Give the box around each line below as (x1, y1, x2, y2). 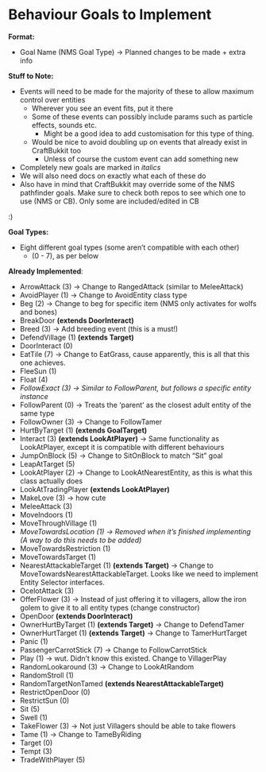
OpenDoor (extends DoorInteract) (19, 611, 133, 621)
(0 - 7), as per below (31, 250, 99, 260)
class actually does (19, 475, 83, 486)
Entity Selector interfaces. (19, 577, 106, 587)
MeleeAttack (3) (19, 501, 73, 510)
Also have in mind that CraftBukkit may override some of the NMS (19, 179, 236, 188)
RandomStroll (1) (19, 670, 74, 680)
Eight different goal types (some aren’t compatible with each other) (19, 242, 240, 252)
